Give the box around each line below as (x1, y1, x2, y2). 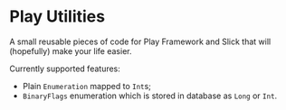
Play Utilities (9, 6, 106, 27)
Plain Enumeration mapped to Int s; (22, 80, 152, 91)
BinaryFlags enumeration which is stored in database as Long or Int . (22, 90, 278, 101)
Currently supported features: (9, 63, 120, 74)
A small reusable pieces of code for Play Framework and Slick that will (9, 36, 272, 47)
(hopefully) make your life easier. (9, 45, 132, 56)
